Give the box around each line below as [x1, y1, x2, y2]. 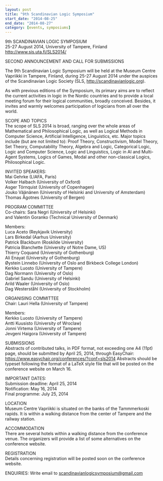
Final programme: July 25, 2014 [5, 391, 69, 397]
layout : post [5, 7, 32, 12]
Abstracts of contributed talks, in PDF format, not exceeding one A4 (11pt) [5, 346, 153, 351]
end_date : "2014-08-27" [5, 20, 54, 26]
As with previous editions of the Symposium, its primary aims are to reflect [5, 88, 155, 94]
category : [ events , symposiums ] [5, 25, 71, 30]
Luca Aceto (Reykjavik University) [5, 229, 73, 235]
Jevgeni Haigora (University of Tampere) [5, 331, 87, 337]
